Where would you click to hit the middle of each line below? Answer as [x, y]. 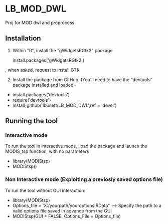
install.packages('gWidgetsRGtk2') [48, 60]
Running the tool [32, 121]
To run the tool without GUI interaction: [45, 190]
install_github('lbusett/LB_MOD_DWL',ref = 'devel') [64, 105]
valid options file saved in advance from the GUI [62, 210]
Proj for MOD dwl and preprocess [40, 23]
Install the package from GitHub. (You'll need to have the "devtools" [82, 79]
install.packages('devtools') [41, 94]
